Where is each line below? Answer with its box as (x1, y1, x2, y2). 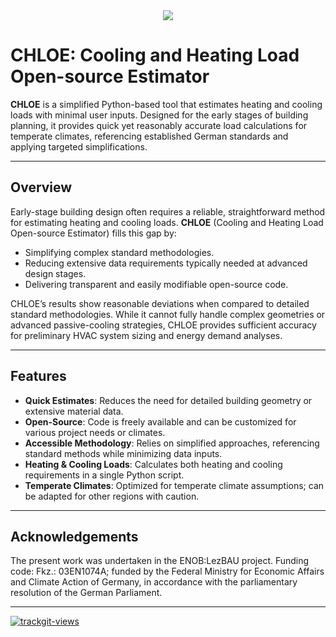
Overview (10, 179, 73, 196)
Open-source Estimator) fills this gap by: (10, 227, 177, 239)
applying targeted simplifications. (10, 140, 148, 153)
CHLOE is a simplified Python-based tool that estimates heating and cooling (10, 98, 323, 110)
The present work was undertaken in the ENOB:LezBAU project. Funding (10, 555, 310, 567)
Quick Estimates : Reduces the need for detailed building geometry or (24, 394, 313, 406)
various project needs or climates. (24, 426, 166, 438)
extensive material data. (24, 405, 124, 417)
